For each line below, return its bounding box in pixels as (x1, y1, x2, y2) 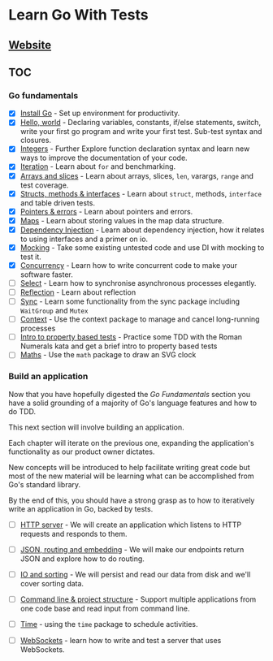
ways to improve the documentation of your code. (19, 153, 188, 163)
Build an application (8, 371, 89, 382)
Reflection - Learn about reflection (19, 287, 136, 297)
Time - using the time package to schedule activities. (19, 619, 198, 629)
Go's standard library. (8, 479, 81, 489)
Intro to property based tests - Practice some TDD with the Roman (19, 332, 242, 342)
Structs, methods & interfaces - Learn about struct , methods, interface (19, 188, 262, 198)
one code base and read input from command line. (19, 603, 190, 613)
